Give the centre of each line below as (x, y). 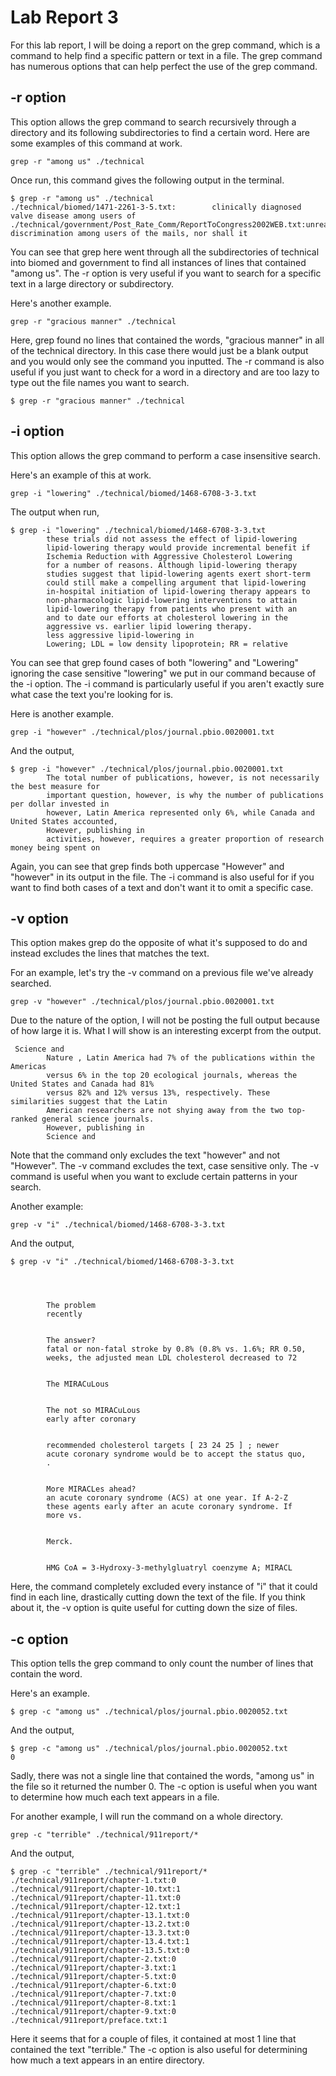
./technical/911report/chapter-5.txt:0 (93, 1977)
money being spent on (55, 847)
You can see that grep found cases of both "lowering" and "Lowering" (155, 662)
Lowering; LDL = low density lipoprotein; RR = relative (167, 644)
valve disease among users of (73, 216)
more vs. (64, 1516)
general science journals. (98, 1119)
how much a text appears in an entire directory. (107, 2060)
